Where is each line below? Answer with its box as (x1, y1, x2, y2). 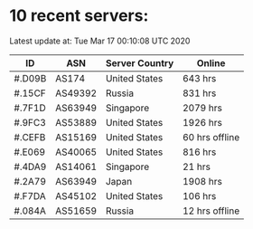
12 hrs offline (182, 205, 240, 217)
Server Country (105, 56, 174, 69)
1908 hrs (182, 175, 223, 187)
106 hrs (182, 189, 217, 202)
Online (196, 56, 226, 69)
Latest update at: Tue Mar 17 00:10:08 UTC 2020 (9, 35, 191, 46)
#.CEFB (14, 130, 46, 143)
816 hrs (182, 146, 217, 158)
